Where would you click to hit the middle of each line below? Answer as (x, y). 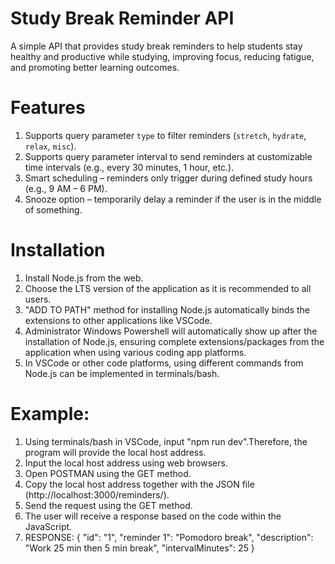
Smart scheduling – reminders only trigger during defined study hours (168, 178)
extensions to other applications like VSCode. (118, 320)
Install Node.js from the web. (84, 278)
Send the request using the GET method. (108, 505)
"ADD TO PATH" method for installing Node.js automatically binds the (167, 309)
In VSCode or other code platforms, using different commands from (164, 363)
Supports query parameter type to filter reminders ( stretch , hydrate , (165, 135)
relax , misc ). (50, 146)
